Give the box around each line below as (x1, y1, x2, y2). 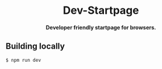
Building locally (5, 41, 65, 52)
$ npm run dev (5, 57, 42, 63)
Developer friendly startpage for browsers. (45, 23, 157, 31)
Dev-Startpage (62, 4, 140, 17)
